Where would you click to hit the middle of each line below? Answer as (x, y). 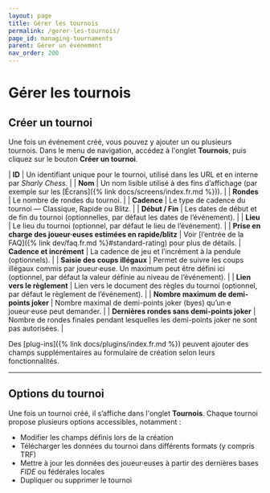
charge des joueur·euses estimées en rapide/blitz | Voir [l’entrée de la (126, 234)
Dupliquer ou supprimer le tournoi (76, 480)
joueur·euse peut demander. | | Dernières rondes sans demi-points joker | (132, 311)
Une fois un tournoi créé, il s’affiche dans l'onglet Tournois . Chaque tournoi (133, 413)
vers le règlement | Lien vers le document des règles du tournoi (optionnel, (133, 286)
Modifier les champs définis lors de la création (97, 437)
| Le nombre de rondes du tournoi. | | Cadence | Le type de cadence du (127, 200)
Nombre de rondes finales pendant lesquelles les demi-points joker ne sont (133, 320)
